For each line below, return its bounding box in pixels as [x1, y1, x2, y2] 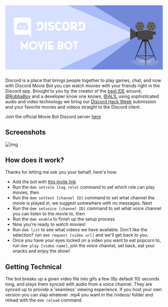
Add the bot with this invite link [12, 179, 76, 185]
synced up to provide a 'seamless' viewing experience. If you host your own [5, 286, 162, 292]
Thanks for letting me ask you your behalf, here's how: [5, 169, 117, 175]
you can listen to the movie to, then [12, 211, 85, 217]
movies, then [12, 189, 39, 195]
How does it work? [5, 156, 64, 164]
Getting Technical [5, 262, 61, 271]
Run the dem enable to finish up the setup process [12, 216, 115, 222]
